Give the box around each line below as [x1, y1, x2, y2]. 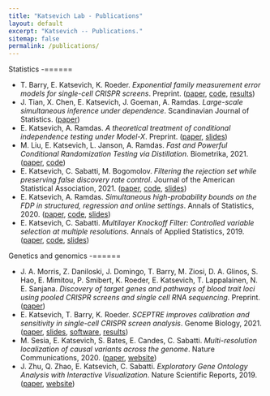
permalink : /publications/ [8, 42, 100, 50]
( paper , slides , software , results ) [19, 327, 129, 337]
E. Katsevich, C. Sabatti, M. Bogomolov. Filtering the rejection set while [19, 166, 257, 176]
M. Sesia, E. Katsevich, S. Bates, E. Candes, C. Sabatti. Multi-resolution [19, 336, 258, 346]
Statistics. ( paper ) [19, 114, 80, 124]
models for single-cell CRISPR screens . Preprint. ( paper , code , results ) [19, 88, 255, 98]
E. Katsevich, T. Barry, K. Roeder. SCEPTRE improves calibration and [19, 310, 250, 320]
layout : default [8, 19, 63, 28]
